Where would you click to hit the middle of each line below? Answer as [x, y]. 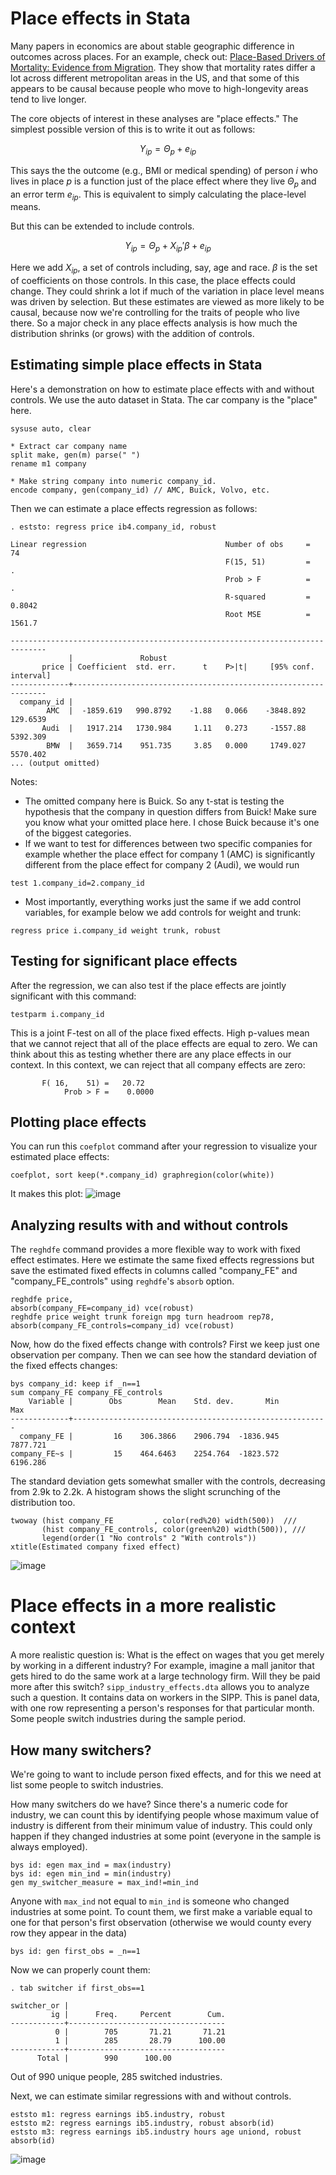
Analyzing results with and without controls [149, 1225]
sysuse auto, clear [51, 428]
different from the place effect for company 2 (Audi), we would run [162, 864]
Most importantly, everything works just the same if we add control [163, 901]
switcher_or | [40, 2005]
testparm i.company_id [57, 1014]
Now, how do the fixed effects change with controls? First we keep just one [165, 1344]
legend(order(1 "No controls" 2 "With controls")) [149, 1538]
